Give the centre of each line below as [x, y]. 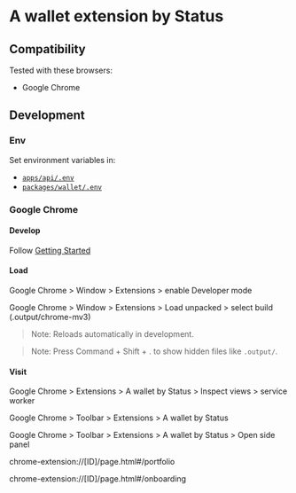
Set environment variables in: [62, 160]
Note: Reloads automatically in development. [113, 334]
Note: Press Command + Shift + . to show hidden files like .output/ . [154, 351]
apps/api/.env [48, 178]
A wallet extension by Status [117, 16]
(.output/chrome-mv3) [50, 317]
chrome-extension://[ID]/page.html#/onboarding [98, 479]
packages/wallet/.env [62, 187]
